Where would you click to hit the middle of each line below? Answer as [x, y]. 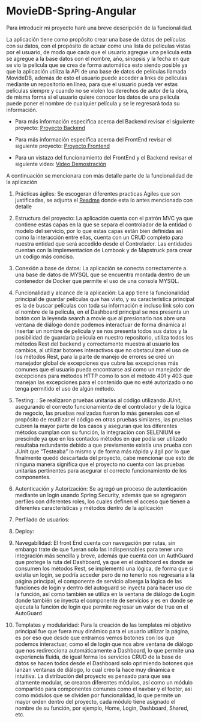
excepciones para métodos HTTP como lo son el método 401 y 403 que [104, 376]
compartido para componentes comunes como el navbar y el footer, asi [103, 689]
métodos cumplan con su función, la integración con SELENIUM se [98, 432]
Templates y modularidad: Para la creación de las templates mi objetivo [103, 625]
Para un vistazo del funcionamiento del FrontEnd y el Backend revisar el [103, 157]
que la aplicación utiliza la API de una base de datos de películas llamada [96, 71]
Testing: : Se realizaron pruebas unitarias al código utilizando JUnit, [98, 400]
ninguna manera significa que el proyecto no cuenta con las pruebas [100, 464]
